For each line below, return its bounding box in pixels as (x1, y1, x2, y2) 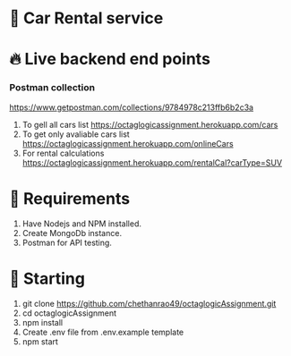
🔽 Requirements (9, 188, 131, 208)
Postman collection (9, 81, 96, 94)
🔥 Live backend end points (9, 49, 210, 70)
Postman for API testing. (21, 237, 112, 248)
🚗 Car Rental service (9, 8, 164, 29)
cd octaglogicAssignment (21, 308, 117, 318)
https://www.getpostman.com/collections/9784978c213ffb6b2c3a (9, 102, 253, 113)
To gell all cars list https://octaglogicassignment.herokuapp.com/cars (21, 119, 278, 130)
